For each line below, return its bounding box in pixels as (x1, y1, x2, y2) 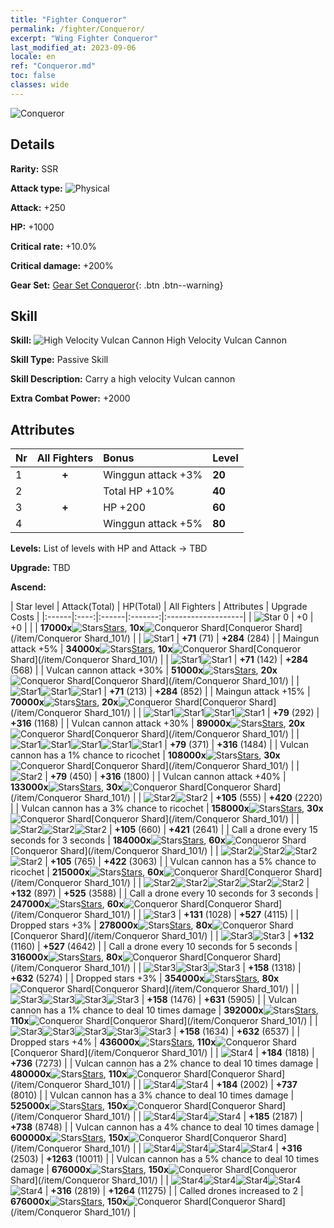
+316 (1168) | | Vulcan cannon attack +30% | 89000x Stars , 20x (10, 717, 306, 730)
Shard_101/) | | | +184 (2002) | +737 (84, 1079, 298, 1091)
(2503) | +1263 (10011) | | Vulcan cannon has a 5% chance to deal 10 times (10, 1153, 320, 1165)
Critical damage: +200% (10, 259, 114, 271)
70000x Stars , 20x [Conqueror (10, 696, 247, 708)
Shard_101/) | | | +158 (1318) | (84, 962, 302, 974)
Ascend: (10, 581, 47, 593)
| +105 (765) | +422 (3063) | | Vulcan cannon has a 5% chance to (44, 856, 317, 868)
